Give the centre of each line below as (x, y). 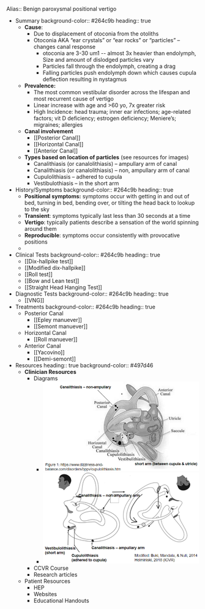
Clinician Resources (50, 372)
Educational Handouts (61, 600)
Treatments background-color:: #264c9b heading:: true (85, 307)
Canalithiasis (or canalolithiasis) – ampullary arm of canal (105, 164)
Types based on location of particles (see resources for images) (106, 157)
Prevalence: (40, 86)
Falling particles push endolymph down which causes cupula (120, 73)
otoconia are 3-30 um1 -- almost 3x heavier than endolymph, (119, 53)
